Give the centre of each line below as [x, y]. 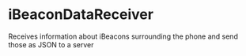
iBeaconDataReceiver [81, 15]
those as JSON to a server [51, 44]
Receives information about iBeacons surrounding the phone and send [123, 36]
